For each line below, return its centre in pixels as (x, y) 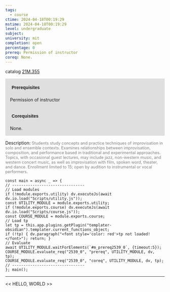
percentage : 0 (20, 48)
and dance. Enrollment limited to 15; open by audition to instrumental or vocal (79, 167)
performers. (17, 172)
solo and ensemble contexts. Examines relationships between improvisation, (78, 148)
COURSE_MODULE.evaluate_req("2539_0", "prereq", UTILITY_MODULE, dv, (80, 252)
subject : (14, 34)
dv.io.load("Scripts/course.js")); (43, 212)
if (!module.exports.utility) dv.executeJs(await (59, 194)
